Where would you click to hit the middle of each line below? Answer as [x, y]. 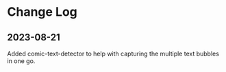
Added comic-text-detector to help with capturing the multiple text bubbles [113, 53]
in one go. [21, 61]
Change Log [42, 12]
